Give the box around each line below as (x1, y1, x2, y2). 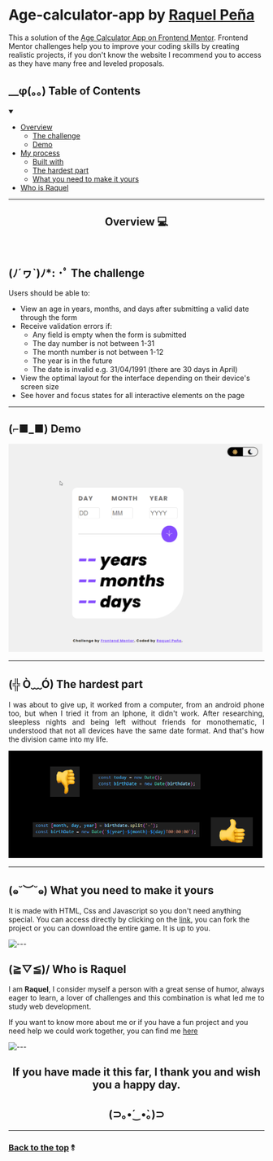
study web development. (8, 1001, 92, 1011)
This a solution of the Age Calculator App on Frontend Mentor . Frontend (8, 33, 249, 42)
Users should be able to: (8, 288, 91, 298)
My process (19, 148, 61, 158)
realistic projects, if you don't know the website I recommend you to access (8, 50, 262, 59)
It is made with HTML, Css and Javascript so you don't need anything (8, 905, 241, 915)
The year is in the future (32, 356, 113, 366)
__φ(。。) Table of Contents (8, 84, 141, 99)
